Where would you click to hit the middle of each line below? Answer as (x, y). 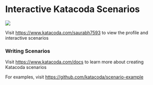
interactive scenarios (27, 38)
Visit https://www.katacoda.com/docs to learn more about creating (74, 62)
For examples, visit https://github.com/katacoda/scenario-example (74, 77)
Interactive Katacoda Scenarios (72, 9)
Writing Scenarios (28, 51)
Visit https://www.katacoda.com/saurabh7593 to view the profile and (77, 32)
